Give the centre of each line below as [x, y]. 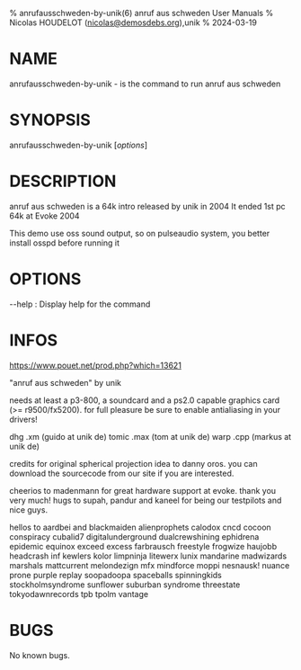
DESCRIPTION [63, 181]
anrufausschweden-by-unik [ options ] [79, 145]
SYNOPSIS [50, 120]
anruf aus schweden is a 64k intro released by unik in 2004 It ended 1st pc [147, 206]
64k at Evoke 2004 [44, 216]
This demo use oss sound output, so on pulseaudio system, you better [140, 233]
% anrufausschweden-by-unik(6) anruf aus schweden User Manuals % [142, 13]
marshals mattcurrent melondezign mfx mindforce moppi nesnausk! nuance [150, 565]
